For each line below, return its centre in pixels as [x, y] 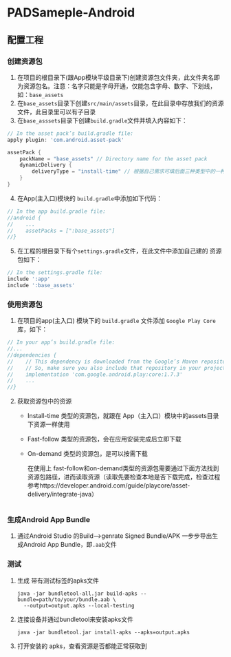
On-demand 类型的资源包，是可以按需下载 [87, 454]
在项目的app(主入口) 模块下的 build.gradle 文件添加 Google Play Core [117, 321]
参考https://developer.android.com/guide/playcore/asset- [109, 486]
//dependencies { [32, 355]
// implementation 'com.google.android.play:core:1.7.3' [95, 374]
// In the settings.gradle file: [55, 273]
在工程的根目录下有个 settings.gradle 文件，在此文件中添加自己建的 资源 [119, 251]
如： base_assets [40, 94]
